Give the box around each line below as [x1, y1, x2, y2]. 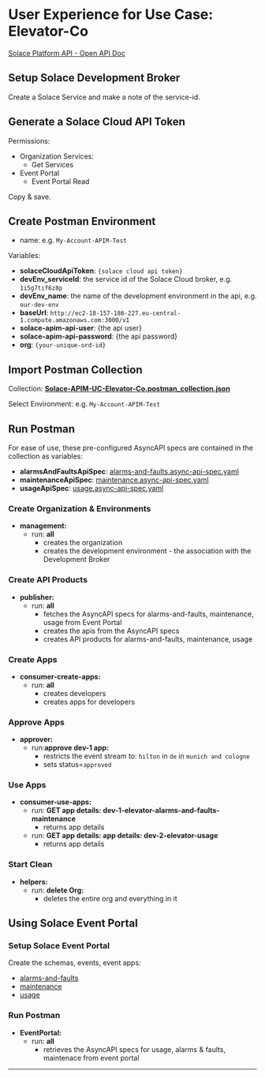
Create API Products [8, 575, 88, 586]
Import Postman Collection [8, 363, 143, 376]
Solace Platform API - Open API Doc [8, 48, 126, 58]
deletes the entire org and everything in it [43, 893, 177, 903]
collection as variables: [8, 451, 83, 461]
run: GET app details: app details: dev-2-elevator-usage [31, 831, 218, 840]
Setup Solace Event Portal [8, 941, 110, 952]
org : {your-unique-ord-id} [19, 340, 106, 350]
